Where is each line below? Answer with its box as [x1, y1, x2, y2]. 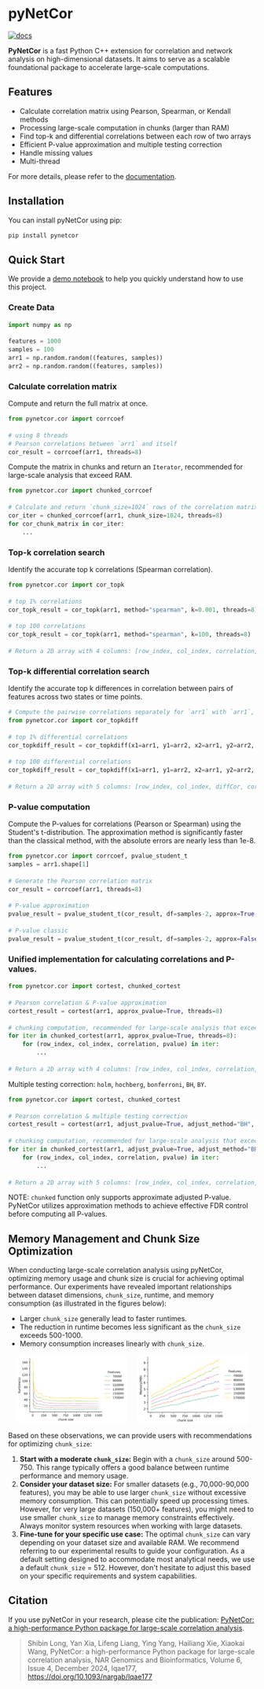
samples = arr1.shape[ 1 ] [8, 861, 90, 868]
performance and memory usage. [19, 1471, 129, 1480]
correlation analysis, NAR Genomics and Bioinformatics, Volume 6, [27, 1655, 243, 1665]
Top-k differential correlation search [8, 666, 150, 677]
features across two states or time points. [8, 692, 143, 702]
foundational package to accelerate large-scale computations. [8, 62, 210, 72]
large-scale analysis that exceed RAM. [8, 471, 133, 480]
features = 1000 [8, 337, 61, 346]
